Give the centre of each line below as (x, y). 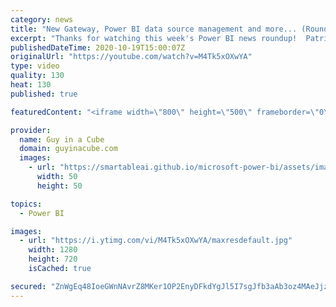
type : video (35, 66)
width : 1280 (53, 250)
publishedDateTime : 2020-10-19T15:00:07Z (98, 47)
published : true (44, 94)
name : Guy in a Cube (62, 139)
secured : (28, 286)
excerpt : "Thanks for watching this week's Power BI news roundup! (154, 38)
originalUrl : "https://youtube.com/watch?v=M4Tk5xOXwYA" (131, 57)
